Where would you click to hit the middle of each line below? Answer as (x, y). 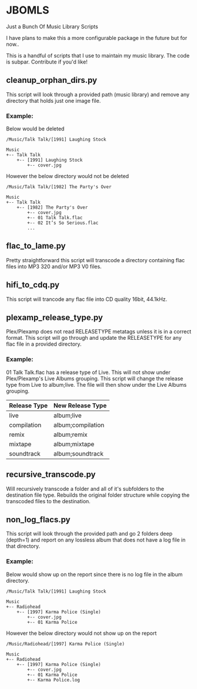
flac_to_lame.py (36, 246)
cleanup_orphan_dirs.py (52, 80)
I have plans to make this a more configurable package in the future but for (97, 38)
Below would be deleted (35, 129)
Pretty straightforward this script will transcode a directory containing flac (96, 260)
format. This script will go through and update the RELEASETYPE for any (94, 338)
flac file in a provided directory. (44, 344)
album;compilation (79, 425)
